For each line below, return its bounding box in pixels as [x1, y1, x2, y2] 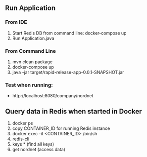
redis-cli [12, 136, 30, 142]
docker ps [12, 120, 33, 126]
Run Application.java [12, 35, 54, 41]
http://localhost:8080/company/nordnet [12, 93, 94, 99]
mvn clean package [12, 59, 53, 65]
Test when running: [5, 81, 53, 88]
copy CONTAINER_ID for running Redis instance [12, 125, 110, 131]
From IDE [5, 19, 27, 26]
